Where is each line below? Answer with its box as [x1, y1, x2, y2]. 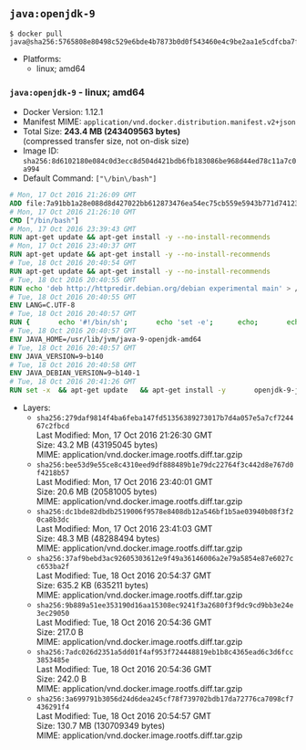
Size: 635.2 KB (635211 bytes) [36, 580, 148, 591]
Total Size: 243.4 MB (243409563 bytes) [22, 126, 181, 137]
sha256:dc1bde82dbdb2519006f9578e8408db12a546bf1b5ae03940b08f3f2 [36, 507, 294, 517]
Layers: [22, 402, 51, 414]
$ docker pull [9, 29, 64, 38]
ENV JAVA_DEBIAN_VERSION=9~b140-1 [9, 369, 141, 378]
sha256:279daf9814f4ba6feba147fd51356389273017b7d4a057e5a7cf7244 [36, 414, 294, 423]
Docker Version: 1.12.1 [22, 107, 104, 118]
